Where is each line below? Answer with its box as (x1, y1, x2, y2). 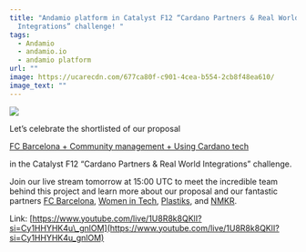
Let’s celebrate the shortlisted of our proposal (9, 123, 180, 134)
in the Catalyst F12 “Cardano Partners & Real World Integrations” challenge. (9, 158, 292, 169)
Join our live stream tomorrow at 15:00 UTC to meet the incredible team (9, 176, 279, 186)
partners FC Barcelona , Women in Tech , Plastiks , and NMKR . (9, 195, 238, 206)
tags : (9, 30, 30, 39)
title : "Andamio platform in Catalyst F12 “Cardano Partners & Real (9, 13, 275, 23)
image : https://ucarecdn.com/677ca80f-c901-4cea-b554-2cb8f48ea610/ (9, 73, 275, 82)
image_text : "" (9, 81, 67, 90)
